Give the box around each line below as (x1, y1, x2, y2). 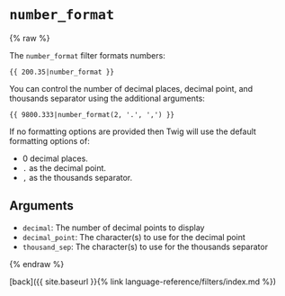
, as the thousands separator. (22, 172, 133, 183)
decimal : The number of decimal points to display (22, 222, 205, 233)
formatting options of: (9, 135, 90, 146)
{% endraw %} (9, 258, 65, 269)
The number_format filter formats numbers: (9, 49, 166, 60)
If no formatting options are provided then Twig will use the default (9, 126, 256, 137)
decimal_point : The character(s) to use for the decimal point (22, 231, 245, 242)
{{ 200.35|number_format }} (9, 67, 115, 76)
